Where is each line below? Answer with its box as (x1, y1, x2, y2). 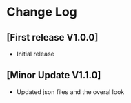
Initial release (16, 49, 54, 58)
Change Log (6, 4, 77, 20)
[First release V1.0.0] (6, 32, 99, 43)
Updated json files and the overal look (16, 87, 125, 96)
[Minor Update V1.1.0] (6, 69, 101, 81)
